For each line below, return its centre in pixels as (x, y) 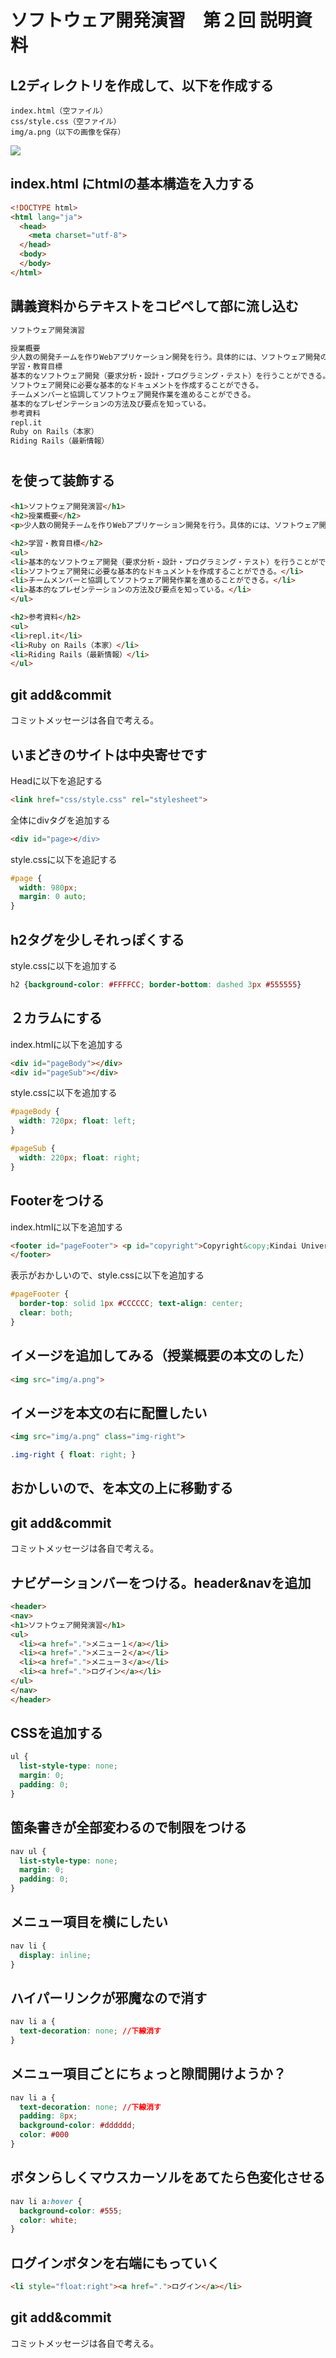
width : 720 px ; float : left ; (78, 1121)
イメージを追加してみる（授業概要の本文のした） (161, 1356)
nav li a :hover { (46, 2201)
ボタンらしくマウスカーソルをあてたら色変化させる (168, 2177)
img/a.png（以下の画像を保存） (68, 132)
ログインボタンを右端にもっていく (115, 2262)
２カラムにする (56, 1018)
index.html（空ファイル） (59, 111)
